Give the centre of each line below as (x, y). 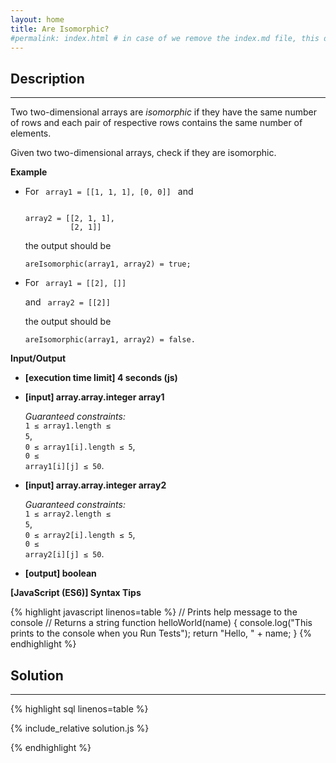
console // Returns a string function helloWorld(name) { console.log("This (161, 623)
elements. (31, 133)
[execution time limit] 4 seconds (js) (101, 378)
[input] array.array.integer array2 (95, 485)
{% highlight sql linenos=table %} (79, 709)
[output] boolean (60, 573)
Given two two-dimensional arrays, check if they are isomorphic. (143, 153)
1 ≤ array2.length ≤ (67, 514)
